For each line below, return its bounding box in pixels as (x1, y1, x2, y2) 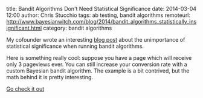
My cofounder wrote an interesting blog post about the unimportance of (6, 36, 185, 43)
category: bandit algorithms (43, 24, 112, 31)
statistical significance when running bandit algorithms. (6, 42, 144, 50)
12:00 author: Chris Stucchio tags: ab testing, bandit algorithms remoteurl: (6, 11, 191, 19)
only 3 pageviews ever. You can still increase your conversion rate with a (6, 60, 187, 68)
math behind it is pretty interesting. (6, 74, 94, 80)
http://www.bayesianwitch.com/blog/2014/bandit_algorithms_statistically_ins (6, 18, 197, 25)
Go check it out (6, 85, 44, 93)
